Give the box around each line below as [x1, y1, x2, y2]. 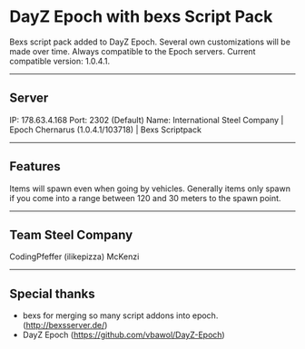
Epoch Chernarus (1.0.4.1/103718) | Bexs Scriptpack [9, 124, 202, 135]
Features [9, 159, 61, 174]
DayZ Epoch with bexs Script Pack [9, 6, 273, 27]
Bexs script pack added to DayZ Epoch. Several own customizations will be [9, 36, 290, 47]
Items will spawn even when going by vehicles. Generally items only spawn [9, 183, 290, 194]
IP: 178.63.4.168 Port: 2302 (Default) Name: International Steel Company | [9, 114, 284, 125]
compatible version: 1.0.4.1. [9, 55, 111, 66]
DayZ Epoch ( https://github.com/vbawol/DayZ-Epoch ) [22, 329, 225, 341]
